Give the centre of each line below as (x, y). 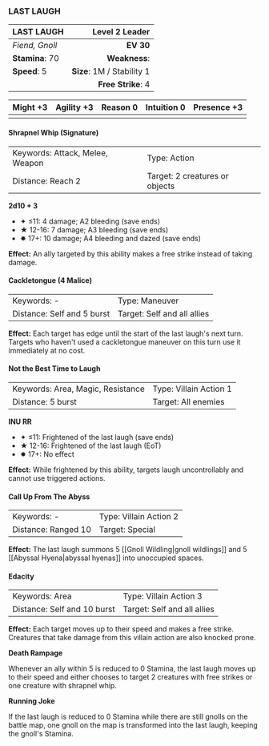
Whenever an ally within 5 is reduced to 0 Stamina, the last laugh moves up (132, 669)
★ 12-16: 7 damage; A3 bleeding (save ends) (94, 229)
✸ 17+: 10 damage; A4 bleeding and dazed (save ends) (110, 238)
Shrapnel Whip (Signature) (54, 132)
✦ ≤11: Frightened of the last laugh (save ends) (97, 437)
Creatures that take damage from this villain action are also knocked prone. (132, 638)
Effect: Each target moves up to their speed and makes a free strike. (121, 629)
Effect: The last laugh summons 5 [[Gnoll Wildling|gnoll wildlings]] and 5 (128, 550)
